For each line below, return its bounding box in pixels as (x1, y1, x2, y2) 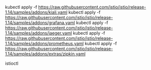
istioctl (5, 61, 19, 66)
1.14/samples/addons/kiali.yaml (5, 9, 67, 15)
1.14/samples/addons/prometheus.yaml (5, 41, 84, 46)
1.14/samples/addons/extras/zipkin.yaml (5, 51, 86, 57)
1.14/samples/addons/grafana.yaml (5, 20, 75, 25)
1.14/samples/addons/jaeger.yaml (5, 30, 72, 36)
